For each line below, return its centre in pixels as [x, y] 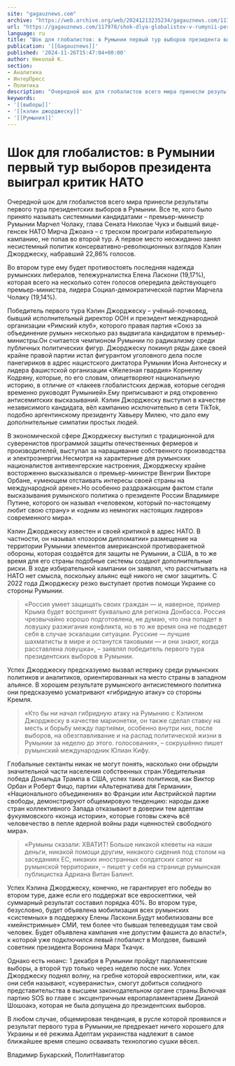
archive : [20, 20]
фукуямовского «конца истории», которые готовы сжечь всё [99, 815]
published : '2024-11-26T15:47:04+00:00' [67, 53]
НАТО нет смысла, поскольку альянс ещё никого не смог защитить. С [112, 575]
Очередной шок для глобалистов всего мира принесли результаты [108, 202]
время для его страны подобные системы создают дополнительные [110, 561]
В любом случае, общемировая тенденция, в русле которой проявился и [117, 1018]
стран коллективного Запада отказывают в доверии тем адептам [106, 808]
